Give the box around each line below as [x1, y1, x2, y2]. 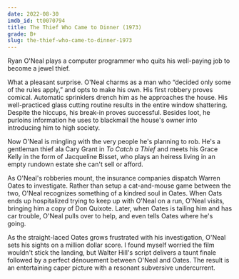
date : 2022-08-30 [7, 10, 59, 18]
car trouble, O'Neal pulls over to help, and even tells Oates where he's [7, 212, 213, 220]
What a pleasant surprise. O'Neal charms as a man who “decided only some [7, 78, 232, 86]
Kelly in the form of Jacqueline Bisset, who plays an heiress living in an [7, 153, 215, 161]
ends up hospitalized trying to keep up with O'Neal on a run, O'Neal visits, [7, 197, 225, 206]
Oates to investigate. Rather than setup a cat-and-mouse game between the [7, 181, 231, 190]
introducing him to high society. [7, 123, 101, 132]
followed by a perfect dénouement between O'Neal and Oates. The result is [7, 256, 230, 265]
